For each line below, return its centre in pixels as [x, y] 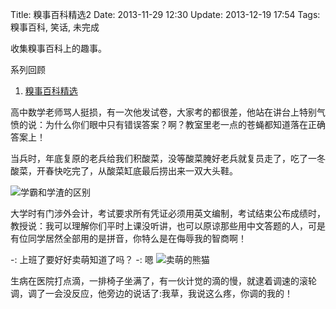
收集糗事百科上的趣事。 [58, 48]
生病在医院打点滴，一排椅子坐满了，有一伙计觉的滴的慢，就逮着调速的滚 [159, 281]
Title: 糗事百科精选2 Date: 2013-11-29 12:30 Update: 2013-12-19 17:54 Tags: [165, 14]
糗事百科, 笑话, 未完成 [55, 27]
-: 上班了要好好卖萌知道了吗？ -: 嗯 [82, 259]
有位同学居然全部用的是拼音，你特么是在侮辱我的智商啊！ [128, 238]
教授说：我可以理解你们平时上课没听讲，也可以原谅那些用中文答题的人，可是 [168, 226]
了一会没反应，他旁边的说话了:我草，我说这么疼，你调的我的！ [165, 293]
